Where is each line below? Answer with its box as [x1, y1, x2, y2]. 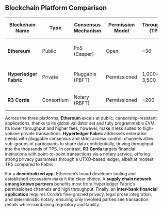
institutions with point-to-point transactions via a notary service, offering [5, 151, 150, 157]
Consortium [42, 96, 69, 103]
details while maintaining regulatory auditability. [5, 201, 100, 207]
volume [5, 130, 20, 136]
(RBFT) [73, 99, 90, 106]
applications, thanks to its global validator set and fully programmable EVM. [5, 120, 156, 126]
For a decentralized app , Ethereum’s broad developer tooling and [5, 170, 136, 176]
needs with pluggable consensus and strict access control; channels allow [5, 136, 154, 141]
